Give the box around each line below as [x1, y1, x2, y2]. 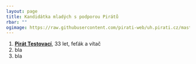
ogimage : [6, 24, 27, 31]
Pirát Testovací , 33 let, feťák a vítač [14, 40, 101, 47]
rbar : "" [6, 19, 27, 25]
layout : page [6, 8, 38, 14]
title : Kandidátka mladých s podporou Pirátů [6, 14, 118, 20]
